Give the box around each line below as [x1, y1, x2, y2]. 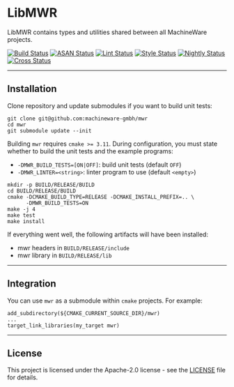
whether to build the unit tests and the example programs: [7, 146, 173, 155]
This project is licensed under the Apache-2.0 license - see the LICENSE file [7, 366, 226, 374]
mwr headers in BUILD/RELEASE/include [17, 243, 130, 252]
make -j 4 [7, 206, 36, 213]
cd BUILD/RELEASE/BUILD [7, 187, 77, 195]
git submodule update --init [7, 127, 92, 134]
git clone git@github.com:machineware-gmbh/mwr [7, 115, 148, 122]
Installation [7, 83, 57, 95]
